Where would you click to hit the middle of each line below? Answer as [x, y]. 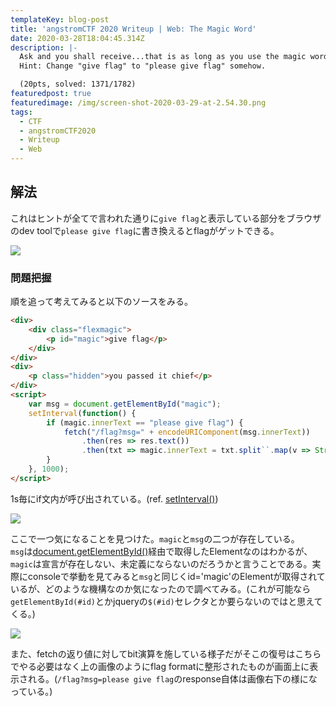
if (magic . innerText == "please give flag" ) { [145, 422]
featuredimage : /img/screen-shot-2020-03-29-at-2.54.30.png [138, 102]
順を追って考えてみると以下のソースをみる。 [101, 302]
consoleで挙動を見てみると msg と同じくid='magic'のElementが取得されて [176, 576]
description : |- [44, 47]
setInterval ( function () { [82, 413]
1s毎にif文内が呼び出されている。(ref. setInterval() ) [114, 498]
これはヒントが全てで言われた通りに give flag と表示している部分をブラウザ [166, 218]
